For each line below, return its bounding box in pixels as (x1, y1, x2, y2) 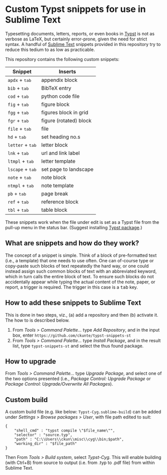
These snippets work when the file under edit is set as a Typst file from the (5, 219, 159, 225)
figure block (41, 101, 70, 108)
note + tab (7, 174, 31, 181)
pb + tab (7, 190, 26, 197)
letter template (41, 157, 76, 164)
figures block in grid (41, 109, 88, 116)
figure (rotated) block (41, 117, 91, 124)
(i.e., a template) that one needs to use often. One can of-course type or (5, 257, 154, 263)
